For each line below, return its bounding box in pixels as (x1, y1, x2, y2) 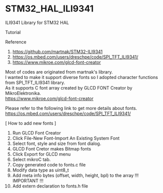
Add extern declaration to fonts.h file (12, 183, 88, 189)
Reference (5, 38, 26, 45)
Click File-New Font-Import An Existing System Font (12, 135, 120, 141)
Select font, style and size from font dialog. (12, 140, 101, 146)
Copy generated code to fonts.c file (12, 161, 86, 167)
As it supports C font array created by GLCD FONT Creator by (5, 84, 132, 90)
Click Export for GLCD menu (12, 151, 71, 157)
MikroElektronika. (5, 90, 41, 96)
